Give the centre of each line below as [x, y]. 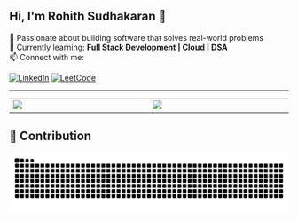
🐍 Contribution [50, 136]
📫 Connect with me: [47, 57]
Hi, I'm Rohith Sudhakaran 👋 [88, 16]
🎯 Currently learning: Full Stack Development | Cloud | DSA [118, 47]
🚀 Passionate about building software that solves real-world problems [137, 37]
